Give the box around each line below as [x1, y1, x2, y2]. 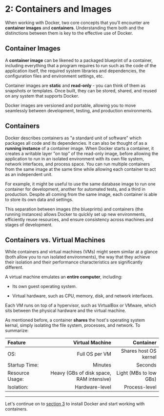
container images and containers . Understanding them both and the [5, 25, 144, 30]
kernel [142, 354, 157, 361]
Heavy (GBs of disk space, [50, 369, 111, 376]
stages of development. [5, 222, 53, 228]
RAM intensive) [76, 376, 111, 383]
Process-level [123, 384, 157, 390]
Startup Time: [7, 362, 39, 368]
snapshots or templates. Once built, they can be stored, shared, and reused [5, 87, 157, 94]
